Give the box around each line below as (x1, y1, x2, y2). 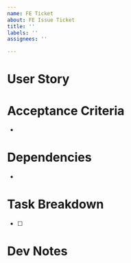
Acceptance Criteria (7, 103, 125, 118)
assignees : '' (7, 36, 48, 43)
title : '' (7, 23, 36, 30)
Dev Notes (7, 244, 68, 259)
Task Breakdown (7, 197, 104, 212)
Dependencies (7, 149, 92, 165)
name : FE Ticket (7, 10, 53, 17)
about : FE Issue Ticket (7, 17, 75, 23)
